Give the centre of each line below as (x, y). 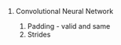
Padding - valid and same (69, 26)
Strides (39, 35)
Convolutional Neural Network (64, 11)
